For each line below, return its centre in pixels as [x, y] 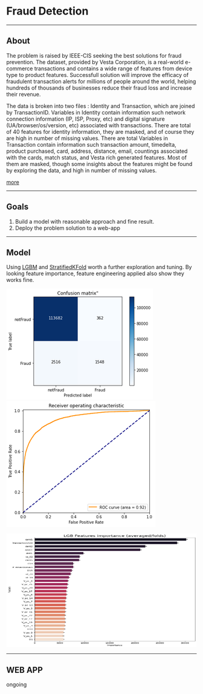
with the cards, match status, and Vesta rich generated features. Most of [97, 157]
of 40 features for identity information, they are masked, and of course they [100, 132]
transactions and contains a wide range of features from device [113, 68]
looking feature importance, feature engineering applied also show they [95, 273]
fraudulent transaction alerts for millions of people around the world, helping [101, 81]
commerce [20, 68]
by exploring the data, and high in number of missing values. [82, 170]
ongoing [17, 685]
